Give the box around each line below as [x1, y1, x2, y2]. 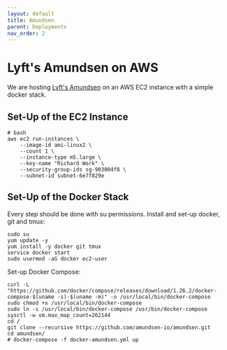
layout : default [7, 10, 54, 17]
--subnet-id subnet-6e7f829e [20, 172, 105, 179]
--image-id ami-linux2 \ [20, 141, 92, 148]
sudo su [7, 230, 30, 238]
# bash [7, 129, 27, 136]
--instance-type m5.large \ [20, 154, 101, 161]
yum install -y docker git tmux [7, 243, 101, 250]
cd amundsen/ [7, 330, 45, 337]
